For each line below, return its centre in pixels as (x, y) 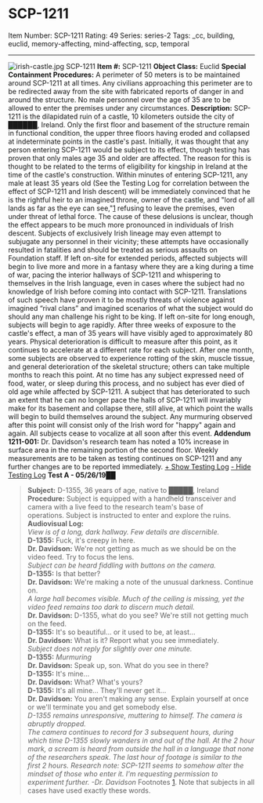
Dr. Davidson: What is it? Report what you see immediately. (123, 640)
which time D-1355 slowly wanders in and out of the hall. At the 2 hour (141, 740)
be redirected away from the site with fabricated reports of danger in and (126, 91)
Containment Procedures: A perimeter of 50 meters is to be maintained (124, 75)
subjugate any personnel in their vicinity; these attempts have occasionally (128, 241)
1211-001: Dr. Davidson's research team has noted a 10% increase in (119, 441)
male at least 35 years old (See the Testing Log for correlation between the (129, 183)
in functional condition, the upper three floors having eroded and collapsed (129, 133)
